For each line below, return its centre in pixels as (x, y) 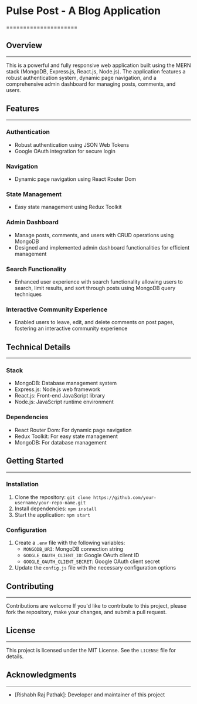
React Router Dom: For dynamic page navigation (73, 430)
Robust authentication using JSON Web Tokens (72, 144)
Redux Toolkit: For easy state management (66, 436)
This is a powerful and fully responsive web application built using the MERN (98, 65)
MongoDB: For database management (60, 442)
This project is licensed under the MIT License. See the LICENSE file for (91, 650)
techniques (28, 294)
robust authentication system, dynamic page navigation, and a (81, 78)
